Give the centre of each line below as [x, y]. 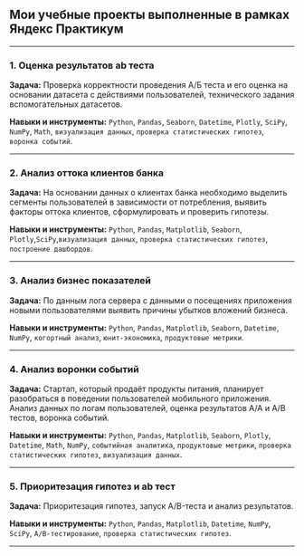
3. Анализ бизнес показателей [80, 281]
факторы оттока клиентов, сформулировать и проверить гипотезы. [139, 212]
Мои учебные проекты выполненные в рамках [149, 15]
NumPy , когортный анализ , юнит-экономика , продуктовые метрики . [127, 337]
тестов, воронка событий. [60, 417]
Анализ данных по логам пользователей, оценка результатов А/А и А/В [148, 408]
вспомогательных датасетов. [66, 104]
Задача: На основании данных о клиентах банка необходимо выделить [148, 193]
